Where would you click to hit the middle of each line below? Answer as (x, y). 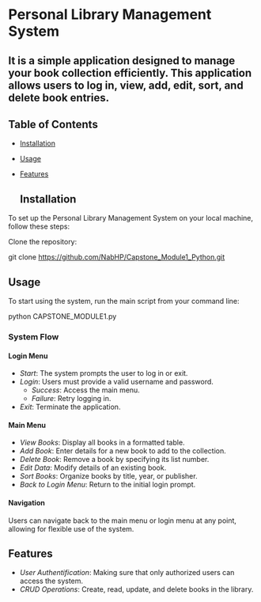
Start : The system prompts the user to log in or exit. (104, 373)
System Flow (34, 336)
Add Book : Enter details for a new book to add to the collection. (123, 451)
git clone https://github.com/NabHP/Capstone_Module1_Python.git (117, 257)
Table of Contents (53, 124)
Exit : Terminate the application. (70, 407)
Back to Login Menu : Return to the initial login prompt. (108, 485)
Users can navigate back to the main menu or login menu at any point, (123, 521)
